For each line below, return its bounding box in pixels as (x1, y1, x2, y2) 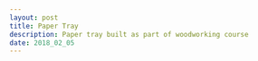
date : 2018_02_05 (9, 38, 75, 48)
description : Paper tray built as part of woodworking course (9, 30, 249, 39)
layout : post (9, 13, 59, 22)
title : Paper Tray (9, 22, 79, 30)
